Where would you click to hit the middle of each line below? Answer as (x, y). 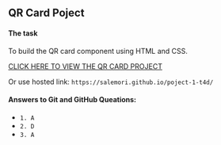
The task (23, 33)
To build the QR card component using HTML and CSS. (98, 51)
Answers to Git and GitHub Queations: (72, 100)
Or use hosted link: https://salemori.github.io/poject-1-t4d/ (111, 82)
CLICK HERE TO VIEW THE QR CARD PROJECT (85, 66)
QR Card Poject (46, 13)
